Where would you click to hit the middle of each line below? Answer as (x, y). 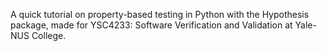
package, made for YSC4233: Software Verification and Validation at (151, 25)
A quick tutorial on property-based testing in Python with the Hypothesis (160, 14)
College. (49, 35)
